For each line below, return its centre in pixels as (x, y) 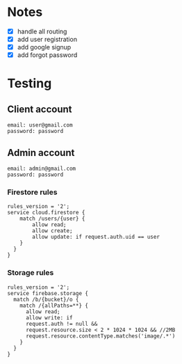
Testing (30, 84)
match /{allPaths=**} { (54, 306)
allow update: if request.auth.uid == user (96, 237)
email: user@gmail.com (40, 125)
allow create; (52, 231)
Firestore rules (32, 192)
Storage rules (31, 273)
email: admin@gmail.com (42, 168)
